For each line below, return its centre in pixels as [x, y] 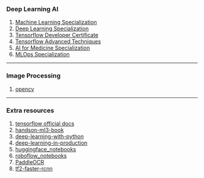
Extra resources [30, 110]
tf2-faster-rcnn [34, 168]
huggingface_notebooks [46, 149]
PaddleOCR [29, 162]
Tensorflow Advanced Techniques [58, 42]
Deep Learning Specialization [52, 28]
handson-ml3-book [39, 130]
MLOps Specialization [42, 54]
